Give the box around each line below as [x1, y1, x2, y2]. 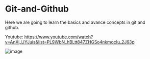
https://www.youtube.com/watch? [24, 34, 93, 40]
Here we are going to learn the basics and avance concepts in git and [5, 19, 146, 25]
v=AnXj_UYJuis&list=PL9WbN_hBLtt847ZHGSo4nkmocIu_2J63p [5, 39, 135, 44]
